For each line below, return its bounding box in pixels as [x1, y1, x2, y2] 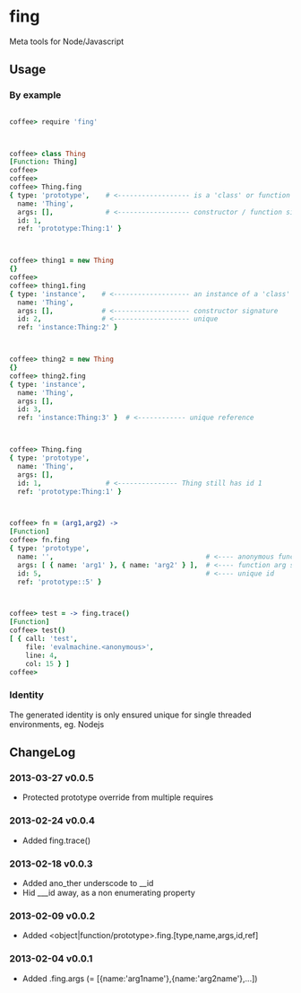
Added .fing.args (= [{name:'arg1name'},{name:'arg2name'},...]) [21, 972, 258, 984]
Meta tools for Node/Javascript [9, 36, 125, 47]
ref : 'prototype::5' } [17, 577, 102, 586]
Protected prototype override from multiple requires [21, 792, 213, 803]
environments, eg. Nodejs [9, 718, 105, 729]
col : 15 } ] [25, 659, 70, 668]
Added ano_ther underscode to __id [21, 877, 154, 888]
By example [9, 89, 62, 101]
